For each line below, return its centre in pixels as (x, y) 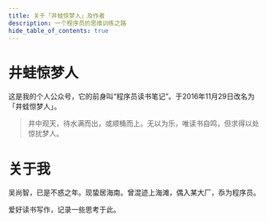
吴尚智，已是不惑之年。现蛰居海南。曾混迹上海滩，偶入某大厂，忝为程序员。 (134, 192)
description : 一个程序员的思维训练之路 (67, 23)
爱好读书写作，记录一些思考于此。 (64, 210)
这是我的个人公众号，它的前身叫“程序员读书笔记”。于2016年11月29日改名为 (132, 96)
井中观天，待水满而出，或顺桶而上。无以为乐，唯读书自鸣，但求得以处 (143, 123)
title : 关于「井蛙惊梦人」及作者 (57, 16)
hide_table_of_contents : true (59, 30)
